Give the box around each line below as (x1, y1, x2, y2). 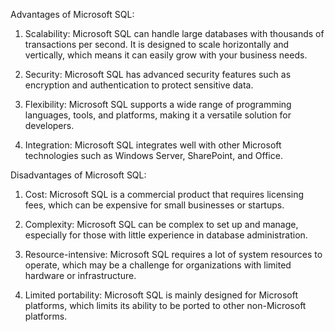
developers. (24, 120, 75, 131)
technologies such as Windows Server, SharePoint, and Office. (24, 150, 283, 161)
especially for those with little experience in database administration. (24, 229, 308, 241)
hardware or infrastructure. (24, 270, 137, 281)
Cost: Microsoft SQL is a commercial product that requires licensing (24, 189, 305, 200)
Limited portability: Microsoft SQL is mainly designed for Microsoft (24, 289, 299, 301)
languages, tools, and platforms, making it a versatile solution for (24, 109, 292, 121)
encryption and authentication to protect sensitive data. (24, 79, 254, 91)
